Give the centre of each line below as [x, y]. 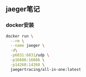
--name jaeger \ [27, 46]
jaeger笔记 [23, 9]
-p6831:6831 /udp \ [30, 55]
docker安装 [20, 25]
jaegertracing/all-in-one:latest [46, 69]
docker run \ [20, 36]
